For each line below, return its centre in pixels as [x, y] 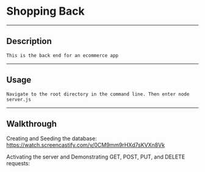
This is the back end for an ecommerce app [63, 55]
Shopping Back [46, 11]
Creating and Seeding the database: [52, 138]
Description [29, 41]
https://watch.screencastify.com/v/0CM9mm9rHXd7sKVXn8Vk [86, 145]
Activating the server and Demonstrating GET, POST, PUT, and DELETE [96, 157]
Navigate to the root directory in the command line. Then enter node [98, 94]
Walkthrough [31, 124]
